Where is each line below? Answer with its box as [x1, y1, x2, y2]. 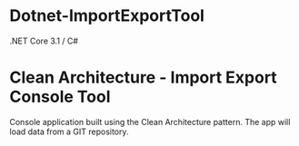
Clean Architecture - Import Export [9, 67, 277, 88]
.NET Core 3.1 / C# [9, 35, 79, 46]
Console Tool [9, 87, 111, 107]
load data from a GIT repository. [9, 126, 129, 137]
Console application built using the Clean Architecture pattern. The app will [9, 116, 291, 127]
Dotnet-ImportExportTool [9, 5, 204, 26]
